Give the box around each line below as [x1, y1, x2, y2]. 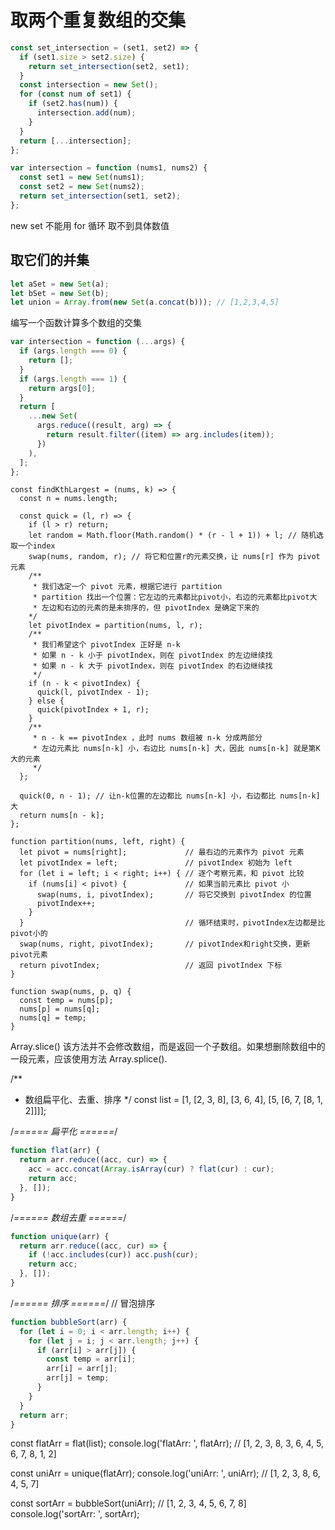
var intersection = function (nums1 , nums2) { [10, 163, 208, 173]
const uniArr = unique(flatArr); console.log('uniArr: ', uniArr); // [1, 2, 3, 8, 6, [10, 1467, 321, 1480]
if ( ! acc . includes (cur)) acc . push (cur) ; [28, 1250, 199, 1260]
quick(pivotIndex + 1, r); [36, 705, 150, 715]
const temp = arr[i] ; [46, 1354, 137, 1365]
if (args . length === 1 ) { [19, 374, 128, 384]
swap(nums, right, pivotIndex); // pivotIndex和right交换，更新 [19, 939, 311, 950]
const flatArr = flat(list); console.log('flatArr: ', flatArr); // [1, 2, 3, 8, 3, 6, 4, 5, [10, 1437, 325, 1450]
